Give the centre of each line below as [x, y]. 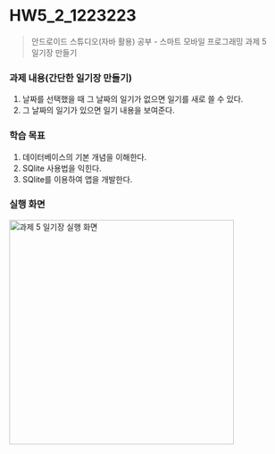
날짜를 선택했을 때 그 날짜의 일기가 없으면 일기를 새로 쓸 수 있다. [133, 99]
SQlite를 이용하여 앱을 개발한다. [77, 179]
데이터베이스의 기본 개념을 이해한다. [84, 156]
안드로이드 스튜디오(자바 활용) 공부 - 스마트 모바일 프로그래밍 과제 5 [149, 41]
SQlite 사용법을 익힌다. [62, 168]
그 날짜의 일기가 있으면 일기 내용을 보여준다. [99, 110]
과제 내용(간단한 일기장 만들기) [71, 78]
